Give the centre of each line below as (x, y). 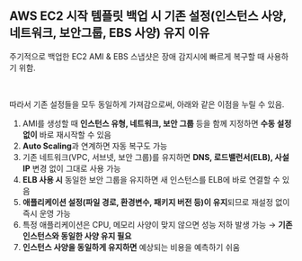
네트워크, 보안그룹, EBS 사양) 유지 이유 (110, 33)
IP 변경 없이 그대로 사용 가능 (71, 168)
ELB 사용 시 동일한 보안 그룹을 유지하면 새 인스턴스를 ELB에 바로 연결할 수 (151, 179)
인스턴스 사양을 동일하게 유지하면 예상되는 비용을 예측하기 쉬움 (131, 247)
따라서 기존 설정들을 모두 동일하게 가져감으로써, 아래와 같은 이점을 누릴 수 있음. (147, 104)
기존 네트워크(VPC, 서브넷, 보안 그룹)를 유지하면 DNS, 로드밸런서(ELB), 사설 (155, 157)
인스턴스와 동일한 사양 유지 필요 (77, 236)
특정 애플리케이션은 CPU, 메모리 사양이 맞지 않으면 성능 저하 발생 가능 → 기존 (157, 224)
